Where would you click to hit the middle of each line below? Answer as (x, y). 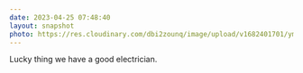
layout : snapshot (42, 26)
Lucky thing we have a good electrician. (83, 60)
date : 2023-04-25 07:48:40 (60, 17)
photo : (22, 34)
